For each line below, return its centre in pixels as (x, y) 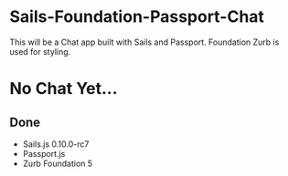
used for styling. (40, 51)
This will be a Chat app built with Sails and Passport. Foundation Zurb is (144, 42)
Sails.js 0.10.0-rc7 (56, 144)
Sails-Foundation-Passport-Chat (137, 17)
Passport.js (44, 153)
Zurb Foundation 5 (58, 163)
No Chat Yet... (64, 89)
